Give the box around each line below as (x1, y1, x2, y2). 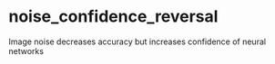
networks (8, 45, 45, 56)
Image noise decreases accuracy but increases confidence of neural (8, 36, 266, 47)
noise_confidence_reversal (8, 6, 219, 27)
